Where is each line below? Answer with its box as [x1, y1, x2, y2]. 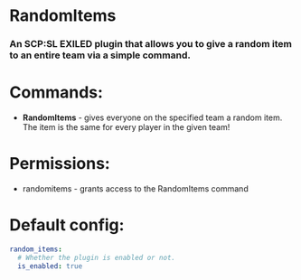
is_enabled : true [17, 261, 83, 271]
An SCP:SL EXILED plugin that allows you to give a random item [9, 38, 292, 51]
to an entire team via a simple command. [9, 49, 192, 61]
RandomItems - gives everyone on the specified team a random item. [22, 112, 283, 123]
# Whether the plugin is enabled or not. [17, 253, 176, 262]
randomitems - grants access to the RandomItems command [22, 182, 249, 194]
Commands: [9, 82, 104, 103]
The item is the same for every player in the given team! [22, 122, 230, 133]
